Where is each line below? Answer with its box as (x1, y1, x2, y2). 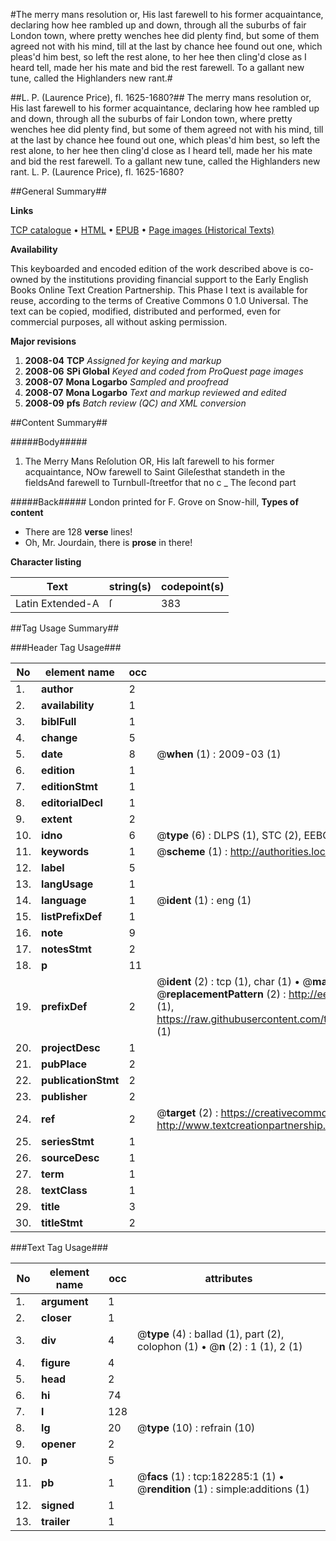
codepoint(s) (161, 580, 225, 593)
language (41, 894, 87, 907)
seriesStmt (41, 1135, 95, 1148)
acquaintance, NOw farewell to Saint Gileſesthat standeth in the (24, 466, 286, 478)
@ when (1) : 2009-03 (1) (156, 747, 282, 761)
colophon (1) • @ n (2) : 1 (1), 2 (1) (137, 1340, 303, 1353)
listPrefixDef (41, 910, 103, 923)
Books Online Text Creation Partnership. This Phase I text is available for (10, 284, 308, 296)
